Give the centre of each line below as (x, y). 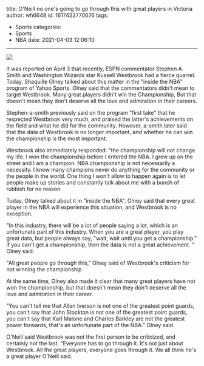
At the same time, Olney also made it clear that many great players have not (101, 281)
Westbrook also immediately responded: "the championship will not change (101, 150)
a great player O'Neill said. (39, 356)
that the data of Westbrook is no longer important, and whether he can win (100, 132)
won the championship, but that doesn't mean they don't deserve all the (96, 287)
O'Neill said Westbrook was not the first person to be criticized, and (91, 337)
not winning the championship (44, 269)
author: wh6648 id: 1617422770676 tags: (57, 15)
